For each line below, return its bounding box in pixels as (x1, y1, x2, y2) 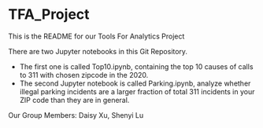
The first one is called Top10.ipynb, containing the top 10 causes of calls (19, 61, 254, 71)
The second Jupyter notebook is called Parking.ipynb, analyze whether (19, 79, 251, 88)
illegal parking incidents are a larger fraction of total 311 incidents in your (19, 86, 255, 96)
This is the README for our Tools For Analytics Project (8, 31, 185, 41)
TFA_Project (8, 5, 90, 24)
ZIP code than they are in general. (19, 95, 130, 104)
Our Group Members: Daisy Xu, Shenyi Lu (8, 110, 144, 119)
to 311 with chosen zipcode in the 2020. (19, 70, 149, 79)
